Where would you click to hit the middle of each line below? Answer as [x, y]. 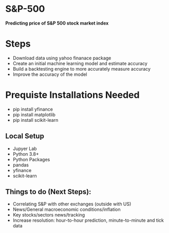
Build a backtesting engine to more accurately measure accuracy [81, 69]
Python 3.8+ [26, 154]
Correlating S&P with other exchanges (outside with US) [72, 204]
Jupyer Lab [25, 149]
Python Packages [31, 159]
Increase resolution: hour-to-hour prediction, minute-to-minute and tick [88, 220]
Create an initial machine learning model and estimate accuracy [80, 63]
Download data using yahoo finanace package [62, 58]
